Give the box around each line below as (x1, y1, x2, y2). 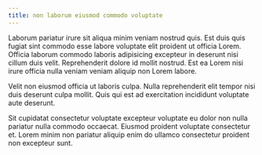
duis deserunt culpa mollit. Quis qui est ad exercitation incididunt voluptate (8, 89, 249, 99)
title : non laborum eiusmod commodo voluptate (8, 11, 163, 20)
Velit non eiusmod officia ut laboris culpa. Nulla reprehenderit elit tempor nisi (8, 81, 256, 91)
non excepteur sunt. (8, 138, 73, 147)
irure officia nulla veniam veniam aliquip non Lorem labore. (8, 66, 198, 75)
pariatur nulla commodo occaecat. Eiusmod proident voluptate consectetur (8, 121, 251, 131)
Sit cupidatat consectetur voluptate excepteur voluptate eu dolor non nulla (8, 113, 249, 122)
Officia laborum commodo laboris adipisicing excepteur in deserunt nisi (8, 49, 239, 59)
